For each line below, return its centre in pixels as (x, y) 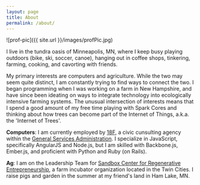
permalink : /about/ (31, 23)
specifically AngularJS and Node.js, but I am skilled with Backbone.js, (92, 145)
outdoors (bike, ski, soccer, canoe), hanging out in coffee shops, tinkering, (98, 58)
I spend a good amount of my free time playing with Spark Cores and (92, 108)
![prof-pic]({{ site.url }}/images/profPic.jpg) (59, 40)
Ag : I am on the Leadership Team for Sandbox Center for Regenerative (94, 163)
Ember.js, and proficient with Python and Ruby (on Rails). (77, 151)
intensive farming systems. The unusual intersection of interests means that (100, 102)
